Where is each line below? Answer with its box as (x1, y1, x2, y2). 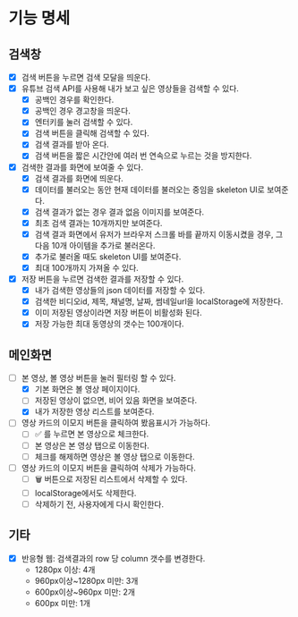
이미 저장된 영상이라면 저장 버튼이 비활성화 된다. (34, 308, 202, 318)
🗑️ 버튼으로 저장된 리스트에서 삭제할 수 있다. (34, 473, 188, 484)
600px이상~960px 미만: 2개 (34, 587, 136, 597)
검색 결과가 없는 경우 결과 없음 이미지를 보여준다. (34, 207, 205, 217)
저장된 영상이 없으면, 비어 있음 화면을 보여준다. (34, 395, 198, 406)
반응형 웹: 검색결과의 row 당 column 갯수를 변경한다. (21, 553, 206, 563)
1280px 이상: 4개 (34, 564, 96, 575)
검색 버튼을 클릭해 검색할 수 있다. (34, 128, 149, 139)
